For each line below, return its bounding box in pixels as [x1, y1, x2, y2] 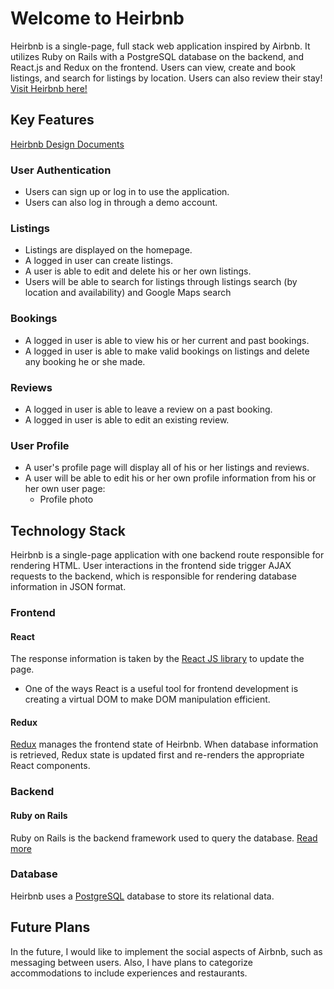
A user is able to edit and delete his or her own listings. [24, 265, 252, 277]
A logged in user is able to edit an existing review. [24, 413, 230, 426]
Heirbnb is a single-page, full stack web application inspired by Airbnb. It [10, 40, 311, 52]
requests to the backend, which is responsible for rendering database [10, 570, 297, 582]
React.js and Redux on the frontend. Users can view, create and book [10, 61, 296, 73]
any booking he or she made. [24, 355, 146, 367]
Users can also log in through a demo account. [24, 197, 218, 209]
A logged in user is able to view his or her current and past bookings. [24, 334, 310, 346]
